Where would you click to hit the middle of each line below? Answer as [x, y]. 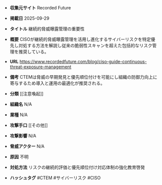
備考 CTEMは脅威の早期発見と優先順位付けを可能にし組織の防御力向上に [83, 77]
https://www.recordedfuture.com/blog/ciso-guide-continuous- [83, 62]
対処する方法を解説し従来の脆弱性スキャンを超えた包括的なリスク [85, 46]
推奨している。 [34, 52]
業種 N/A [19, 115]
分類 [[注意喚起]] [27, 94]
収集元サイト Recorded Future [40, 8]
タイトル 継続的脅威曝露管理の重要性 [47, 29]
